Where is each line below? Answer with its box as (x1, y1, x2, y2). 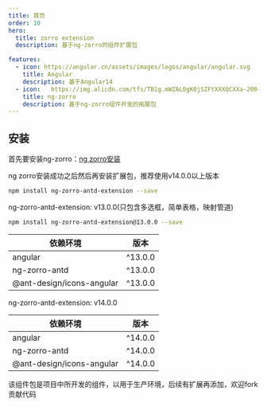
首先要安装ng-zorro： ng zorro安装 (8, 154, 121, 164)
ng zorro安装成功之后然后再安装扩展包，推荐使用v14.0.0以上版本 (8, 171, 220, 181)
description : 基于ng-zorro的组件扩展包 (15, 41, 137, 49)
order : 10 (8, 19, 41, 27)
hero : (8, 26, 26, 34)
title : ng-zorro (22, 92, 77, 100)
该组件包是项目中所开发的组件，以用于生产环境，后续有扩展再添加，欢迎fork (8, 379, 258, 388)
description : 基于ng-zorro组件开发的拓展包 (22, 100, 157, 108)
